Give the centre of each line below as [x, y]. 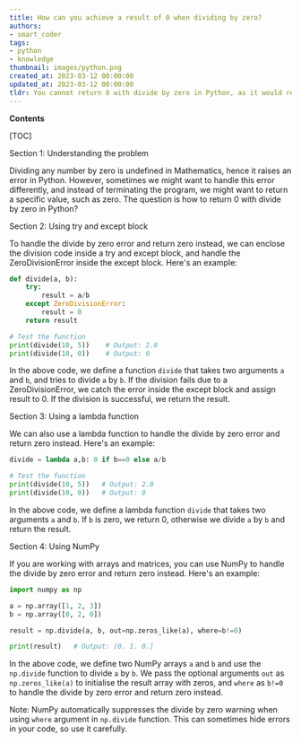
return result [52, 320]
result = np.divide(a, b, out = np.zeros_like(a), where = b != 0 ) [126, 630]
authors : [26, 26]
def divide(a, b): [43, 279]
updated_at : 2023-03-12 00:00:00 [72, 84]
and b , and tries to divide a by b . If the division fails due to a [119, 380]
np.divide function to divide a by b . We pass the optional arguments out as [147, 673]
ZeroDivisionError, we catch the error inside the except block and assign [142, 389]
